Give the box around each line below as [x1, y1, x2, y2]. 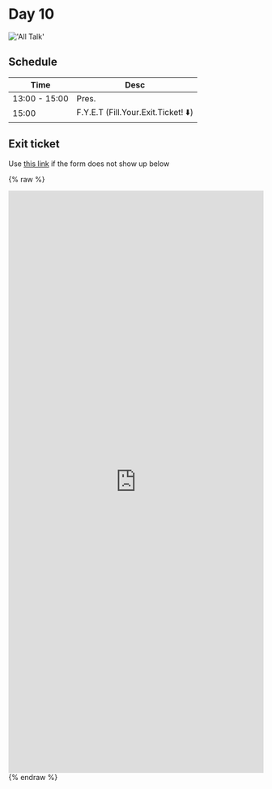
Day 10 [8, 5, 55, 23]
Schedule [8, 55, 58, 69]
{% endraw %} [8, 772, 58, 782]
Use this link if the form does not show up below [8, 159, 170, 168]
